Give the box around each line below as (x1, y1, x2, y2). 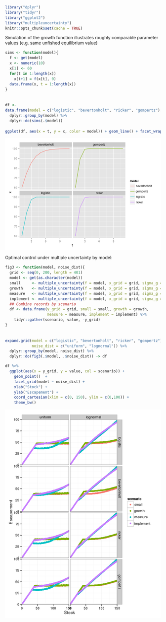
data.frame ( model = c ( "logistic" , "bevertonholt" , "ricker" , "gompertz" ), (5, 108, 163, 113)
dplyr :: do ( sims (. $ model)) (9, 118, 63, 123)
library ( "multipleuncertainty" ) (5, 20, 72, 25)
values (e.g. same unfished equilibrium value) (5, 40, 98, 46)
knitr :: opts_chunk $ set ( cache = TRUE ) (5, 26, 83, 31)
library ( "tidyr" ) (5, 10, 41, 15)
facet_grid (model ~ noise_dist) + (14, 379, 85, 384)
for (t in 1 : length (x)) (9, 71, 56, 76)
